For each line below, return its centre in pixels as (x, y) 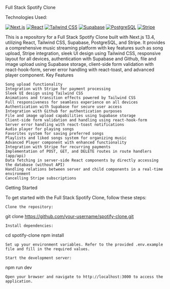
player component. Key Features (40, 75)
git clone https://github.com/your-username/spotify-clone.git (70, 216)
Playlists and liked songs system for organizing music (66, 138)
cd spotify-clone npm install (35, 235)
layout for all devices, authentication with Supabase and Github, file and (81, 59)
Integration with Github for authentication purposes (64, 111)
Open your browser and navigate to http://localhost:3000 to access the (84, 277)
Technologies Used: (26, 17)
